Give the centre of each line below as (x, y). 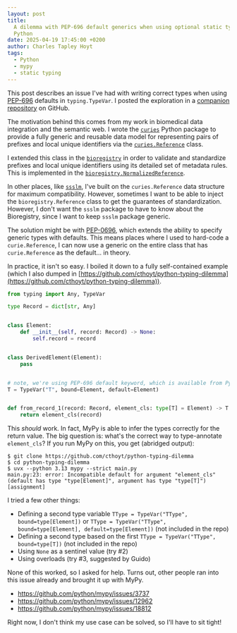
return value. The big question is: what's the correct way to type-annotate (115, 436)
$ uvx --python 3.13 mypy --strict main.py (72, 469)
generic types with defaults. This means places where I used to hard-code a (118, 238)
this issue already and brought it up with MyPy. (75, 580)
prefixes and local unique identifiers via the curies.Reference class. (105, 144)
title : (17, 20)
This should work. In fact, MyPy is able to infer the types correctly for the (114, 429)
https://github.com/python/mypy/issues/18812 (84, 609)
